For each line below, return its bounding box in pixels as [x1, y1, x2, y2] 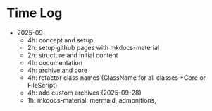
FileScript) [27, 81, 58, 89]
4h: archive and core [27, 66, 88, 74]
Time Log [6, 5, 63, 21]
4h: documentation [27, 58, 82, 66]
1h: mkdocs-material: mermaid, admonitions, [27, 95, 156, 104]
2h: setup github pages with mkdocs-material [27, 43, 160, 52]
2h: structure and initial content [27, 51, 118, 59]
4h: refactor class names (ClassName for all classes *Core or [27, 73, 206, 82]
